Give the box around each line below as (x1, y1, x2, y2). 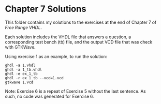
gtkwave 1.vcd (5, 80, 34, 85)
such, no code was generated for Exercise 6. (5, 93, 94, 99)
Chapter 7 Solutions (5, 3, 87, 15)
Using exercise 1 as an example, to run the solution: (5, 53, 107, 59)
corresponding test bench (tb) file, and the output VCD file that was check (5, 39, 153, 45)
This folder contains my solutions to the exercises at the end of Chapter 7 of (5, 19, 157, 25)
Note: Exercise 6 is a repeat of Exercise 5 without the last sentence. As (5, 88, 146, 94)
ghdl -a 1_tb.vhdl (5, 67, 42, 72)
